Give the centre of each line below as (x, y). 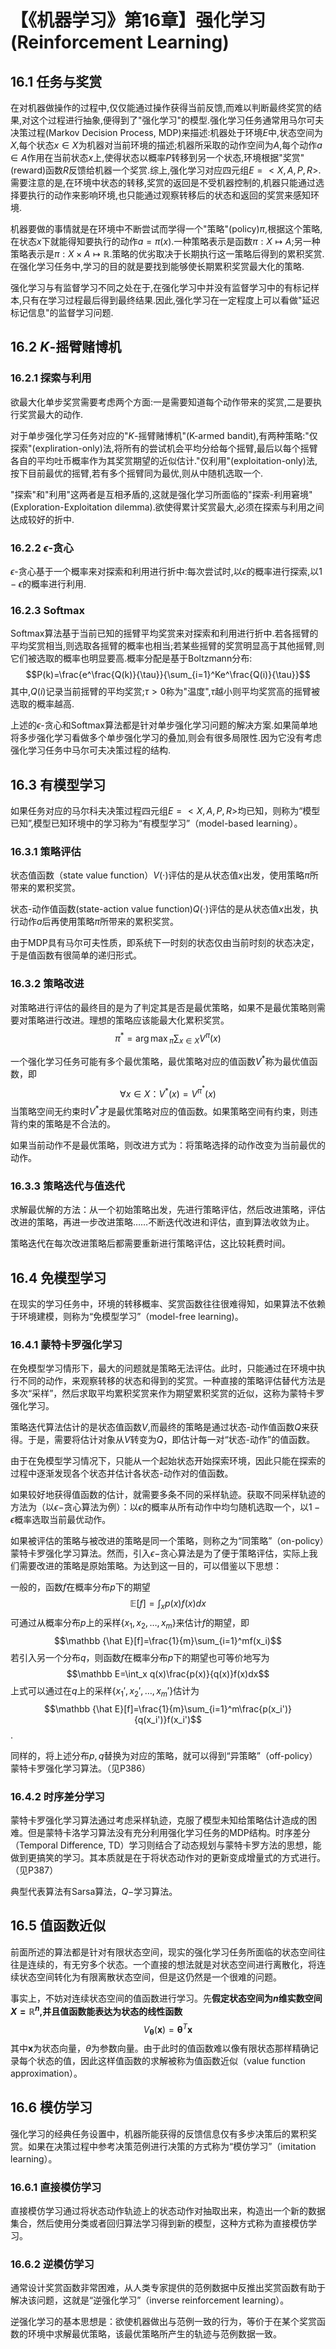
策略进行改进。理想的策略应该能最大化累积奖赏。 (128, 1020)
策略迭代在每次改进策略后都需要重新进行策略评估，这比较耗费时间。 (150, 1243)
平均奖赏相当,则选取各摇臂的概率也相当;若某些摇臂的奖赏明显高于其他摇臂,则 (167, 646)
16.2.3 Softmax (47, 610)
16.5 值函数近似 (58, 1926)
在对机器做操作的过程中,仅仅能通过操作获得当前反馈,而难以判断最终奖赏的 (162, 107)
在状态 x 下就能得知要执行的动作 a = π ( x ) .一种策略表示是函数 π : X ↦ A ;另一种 (165, 241)
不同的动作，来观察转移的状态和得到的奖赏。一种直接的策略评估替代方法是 (172, 1381)
